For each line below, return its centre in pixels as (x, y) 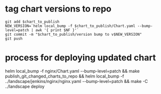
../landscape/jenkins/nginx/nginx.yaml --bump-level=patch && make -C (76, 81)
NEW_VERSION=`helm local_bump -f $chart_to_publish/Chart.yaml (70, 26)
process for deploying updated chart (80, 58)
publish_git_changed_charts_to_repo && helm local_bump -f (65, 76)
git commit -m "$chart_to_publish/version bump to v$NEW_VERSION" (73, 34)
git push (14, 39)
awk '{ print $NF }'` (57, 30)
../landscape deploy (25, 86)
